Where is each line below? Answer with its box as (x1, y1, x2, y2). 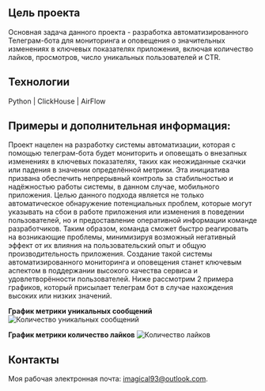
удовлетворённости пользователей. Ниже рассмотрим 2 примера (8, 274, 234, 284)
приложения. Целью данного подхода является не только (8, 190, 204, 200)
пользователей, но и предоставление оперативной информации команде (8, 216, 257, 225)
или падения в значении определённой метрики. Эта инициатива (8, 165, 230, 175)
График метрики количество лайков (8, 330, 135, 340)
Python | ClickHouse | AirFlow (8, 96, 106, 106)
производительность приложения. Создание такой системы (8, 249, 213, 259)
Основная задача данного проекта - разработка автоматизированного (8, 27, 249, 36)
